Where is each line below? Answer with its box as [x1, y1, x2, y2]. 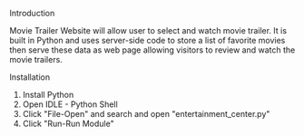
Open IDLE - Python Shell [22, 99, 118, 110]
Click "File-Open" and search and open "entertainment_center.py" [22, 109, 270, 119]
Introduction [9, 8, 55, 18]
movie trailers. [9, 54, 64, 64]
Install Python [22, 90, 74, 100]
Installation [9, 72, 51, 83]
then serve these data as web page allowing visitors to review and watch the [9, 44, 296, 55]
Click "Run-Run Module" [22, 118, 115, 129]
